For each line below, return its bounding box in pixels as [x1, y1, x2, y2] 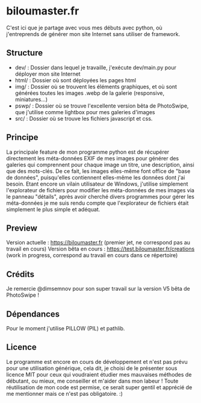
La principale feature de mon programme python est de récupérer [6, 148, 170, 156]
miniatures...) [14, 95, 48, 103]
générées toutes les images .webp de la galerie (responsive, [14, 89, 164, 97]
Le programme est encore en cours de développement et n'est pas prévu [6, 358, 188, 365]
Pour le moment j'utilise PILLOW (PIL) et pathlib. [6, 325, 125, 332]
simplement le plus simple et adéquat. [6, 205, 100, 213]
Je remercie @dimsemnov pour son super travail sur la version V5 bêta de [6, 285, 191, 292]
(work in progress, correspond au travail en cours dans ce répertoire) [6, 252, 178, 259]
